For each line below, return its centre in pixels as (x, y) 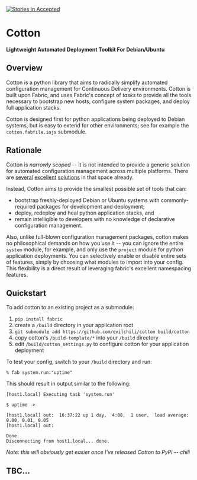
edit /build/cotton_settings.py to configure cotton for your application (102, 344)
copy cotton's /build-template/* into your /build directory (86, 338)
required (25, 206)
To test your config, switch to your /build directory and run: (79, 362)
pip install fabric (39, 319)
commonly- (175, 200)
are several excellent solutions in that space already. (70, 177)
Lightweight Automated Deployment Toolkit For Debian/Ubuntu (85, 49)
